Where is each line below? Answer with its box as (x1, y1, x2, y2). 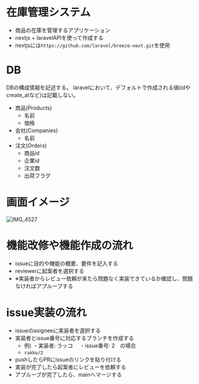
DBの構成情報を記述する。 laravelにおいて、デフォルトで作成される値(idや (6, 84, 191, 91)
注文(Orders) (14, 142, 47, 149)
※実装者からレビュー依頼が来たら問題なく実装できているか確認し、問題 (14, 275, 193, 282)
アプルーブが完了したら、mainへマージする (14, 371, 122, 378)
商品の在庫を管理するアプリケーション (14, 27, 110, 34)
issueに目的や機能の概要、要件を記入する (14, 260, 119, 267)
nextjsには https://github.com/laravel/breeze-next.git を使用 (14, 42, 171, 49)
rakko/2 (24, 350, 43, 356)
